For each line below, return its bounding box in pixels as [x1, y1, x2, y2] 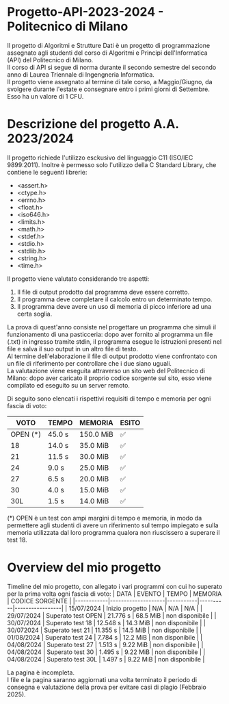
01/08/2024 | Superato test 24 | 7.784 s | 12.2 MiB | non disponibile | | [7, 633, 203, 641]
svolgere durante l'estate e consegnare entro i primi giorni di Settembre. [7, 85, 211, 93]
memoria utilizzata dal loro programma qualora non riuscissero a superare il [7, 528, 220, 536]
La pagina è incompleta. [7, 668, 75, 677]
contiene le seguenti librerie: [7, 168, 87, 176]
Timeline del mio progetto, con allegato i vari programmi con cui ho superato [7, 582, 223, 590]
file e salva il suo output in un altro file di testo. [7, 344, 139, 353]
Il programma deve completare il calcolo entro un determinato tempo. [16, 295, 213, 303]
